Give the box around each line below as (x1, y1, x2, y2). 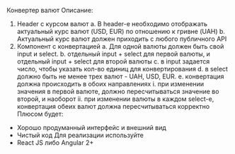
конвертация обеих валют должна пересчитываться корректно (16, 102, 210, 110)
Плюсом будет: (16, 109, 64, 118)
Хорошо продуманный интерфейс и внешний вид (16, 124, 167, 131)
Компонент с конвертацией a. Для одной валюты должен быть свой (16, 42, 224, 50)
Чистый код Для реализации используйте (16, 131, 144, 139)
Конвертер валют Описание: (6, 6, 93, 14)
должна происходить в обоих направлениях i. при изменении (16, 80, 205, 88)
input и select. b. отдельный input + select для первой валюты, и (16, 49, 210, 58)
